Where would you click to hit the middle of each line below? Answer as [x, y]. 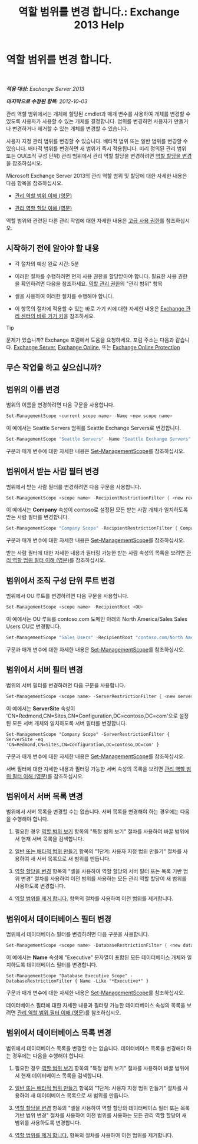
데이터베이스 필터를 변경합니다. [62, 965]
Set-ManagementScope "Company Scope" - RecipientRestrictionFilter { [92, 528]
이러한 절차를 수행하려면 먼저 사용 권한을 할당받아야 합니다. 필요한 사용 [95, 276]
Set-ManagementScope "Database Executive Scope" [67, 976]
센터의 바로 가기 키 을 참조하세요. [58, 316]
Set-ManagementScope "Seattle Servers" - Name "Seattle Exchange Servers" [99, 439]
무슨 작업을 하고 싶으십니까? [54, 368]
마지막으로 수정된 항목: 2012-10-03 [47, 101]
